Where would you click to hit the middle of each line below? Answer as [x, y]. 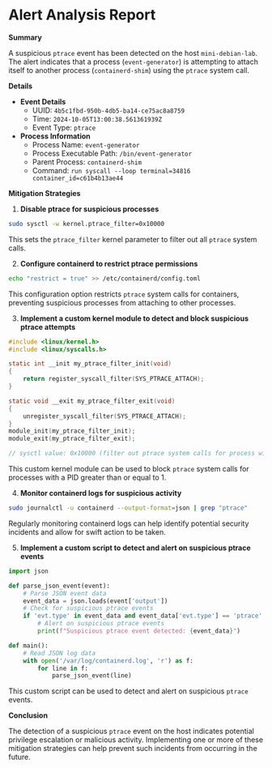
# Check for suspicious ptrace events [88, 608]
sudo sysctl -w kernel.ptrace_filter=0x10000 [86, 224]
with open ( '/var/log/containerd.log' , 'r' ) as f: [108, 661]
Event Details [43, 101]
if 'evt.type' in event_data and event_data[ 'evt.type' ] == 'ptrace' [143, 616]
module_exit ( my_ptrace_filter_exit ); [72, 439]
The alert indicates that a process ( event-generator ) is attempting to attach [134, 62]
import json [28, 571]
